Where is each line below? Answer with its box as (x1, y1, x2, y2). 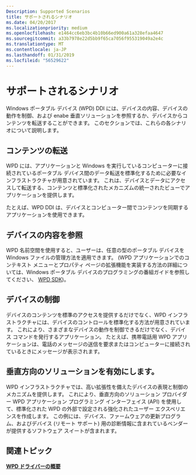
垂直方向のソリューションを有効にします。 (6, 367, 159, 377)
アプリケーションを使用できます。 (6, 211, 88, 218)
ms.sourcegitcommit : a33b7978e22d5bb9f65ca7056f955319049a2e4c (6, 36, 164, 42)
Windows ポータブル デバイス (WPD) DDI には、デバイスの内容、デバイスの (6, 105, 188, 112)
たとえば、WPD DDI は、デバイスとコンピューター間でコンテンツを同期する (6, 204, 189, 211)
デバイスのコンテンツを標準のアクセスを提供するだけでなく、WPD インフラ (6, 311, 188, 318)
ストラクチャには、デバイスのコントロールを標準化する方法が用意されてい (6, 318, 185, 325)
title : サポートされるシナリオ (6, 14, 73, 20)
